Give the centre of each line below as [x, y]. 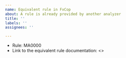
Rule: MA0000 [27, 45]
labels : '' [16, 23]
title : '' [15, 18]
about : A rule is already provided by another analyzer [63, 14]
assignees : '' [20, 28]
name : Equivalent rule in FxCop [38, 9]
